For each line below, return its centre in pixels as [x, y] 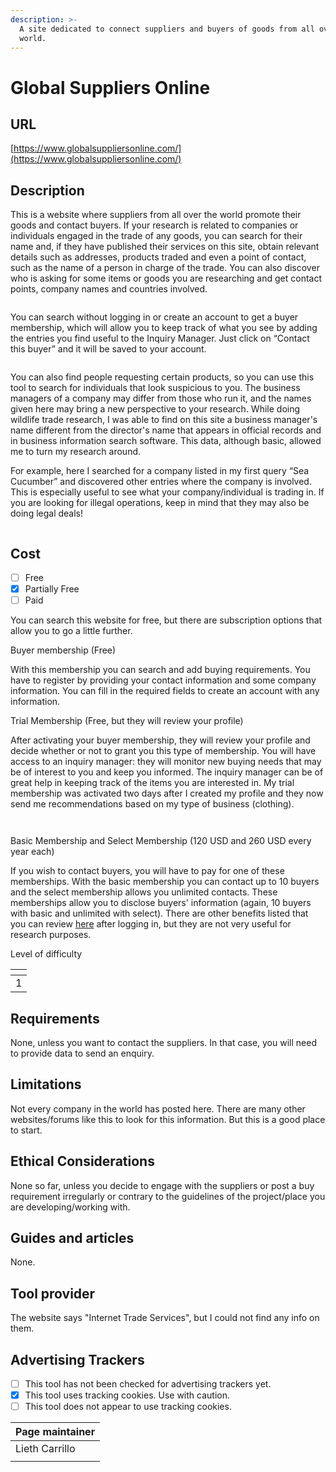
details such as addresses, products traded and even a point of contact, [158, 257]
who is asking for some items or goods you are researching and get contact [166, 278]
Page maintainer [55, 1432]
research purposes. [51, 935]
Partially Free [52, 589]
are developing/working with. [70, 1207]
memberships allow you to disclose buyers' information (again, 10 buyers [161, 903]
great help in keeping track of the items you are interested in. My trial [152, 783]
